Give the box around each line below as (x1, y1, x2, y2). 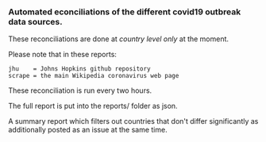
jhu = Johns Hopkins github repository (8, 65, 151, 73)
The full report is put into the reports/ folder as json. (8, 102, 178, 111)
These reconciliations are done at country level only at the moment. (8, 34, 229, 44)
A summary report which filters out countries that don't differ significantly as (8, 117, 259, 126)
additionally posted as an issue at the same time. (8, 125, 168, 135)
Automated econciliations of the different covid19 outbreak (8, 6, 241, 17)
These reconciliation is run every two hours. (8, 86, 152, 95)
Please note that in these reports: (8, 50, 118, 59)
